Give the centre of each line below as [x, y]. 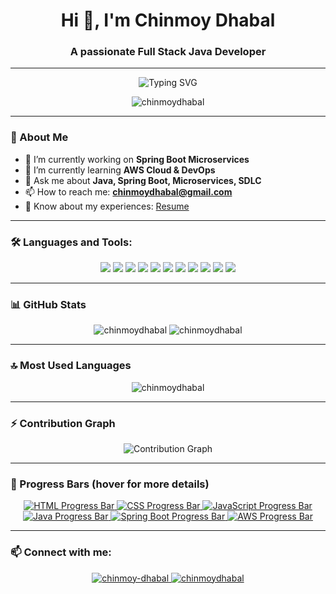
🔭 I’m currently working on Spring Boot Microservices [137, 159]
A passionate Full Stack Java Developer [168, 52]
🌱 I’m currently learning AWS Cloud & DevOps [120, 170]
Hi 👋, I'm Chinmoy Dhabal [168, 20]
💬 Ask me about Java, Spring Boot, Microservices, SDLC [143, 180]
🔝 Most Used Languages [71, 366]
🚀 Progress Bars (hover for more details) [110, 484]
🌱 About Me [39, 137]
